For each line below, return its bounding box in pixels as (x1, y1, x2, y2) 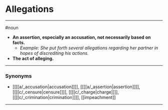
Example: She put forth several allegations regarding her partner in (19, 45, 158, 51)
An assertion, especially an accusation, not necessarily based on (12, 34, 151, 40)
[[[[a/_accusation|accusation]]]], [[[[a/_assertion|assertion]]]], (12, 84, 140, 90)
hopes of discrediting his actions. (19, 50, 89, 56)
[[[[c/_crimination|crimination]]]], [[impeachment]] (12, 95, 116, 101)
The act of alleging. (12, 55, 54, 61)
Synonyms (5, 72, 32, 79)
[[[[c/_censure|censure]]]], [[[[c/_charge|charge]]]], (12, 89, 119, 95)
